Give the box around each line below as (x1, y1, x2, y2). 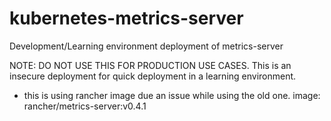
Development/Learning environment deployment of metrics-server (9, 40, 284, 52)
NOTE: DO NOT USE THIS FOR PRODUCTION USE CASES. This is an (9, 59, 292, 71)
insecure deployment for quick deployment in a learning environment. (9, 70, 297, 82)
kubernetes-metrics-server (9, 7, 244, 30)
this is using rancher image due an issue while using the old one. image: (23, 89, 321, 101)
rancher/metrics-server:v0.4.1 (23, 100, 147, 112)
